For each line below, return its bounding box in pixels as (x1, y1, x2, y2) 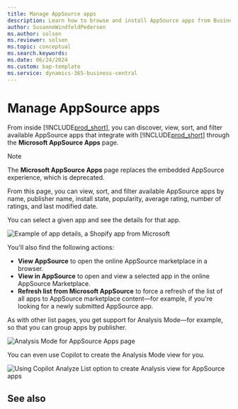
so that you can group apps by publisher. (7, 323, 127, 332)
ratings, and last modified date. (7, 202, 98, 211)
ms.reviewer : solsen (7, 37, 69, 44)
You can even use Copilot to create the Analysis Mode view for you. (7, 351, 205, 359)
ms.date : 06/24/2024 (7, 57, 69, 64)
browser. (17, 265, 44, 273)
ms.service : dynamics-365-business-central (7, 69, 138, 76)
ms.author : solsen (7, 30, 62, 38)
